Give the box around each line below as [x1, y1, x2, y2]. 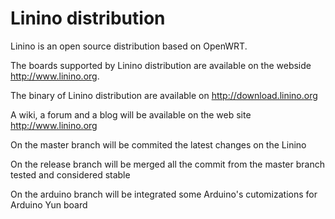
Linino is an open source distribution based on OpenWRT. [10, 40, 248, 52]
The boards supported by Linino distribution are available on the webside [10, 59, 312, 71]
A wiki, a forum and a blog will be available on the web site [10, 108, 252, 121]
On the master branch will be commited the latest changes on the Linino [10, 138, 307, 151]
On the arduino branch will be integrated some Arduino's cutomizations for [10, 188, 318, 200]
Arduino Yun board [10, 198, 88, 211]
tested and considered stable [10, 168, 131, 181]
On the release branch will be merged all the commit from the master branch [10, 158, 325, 170]
